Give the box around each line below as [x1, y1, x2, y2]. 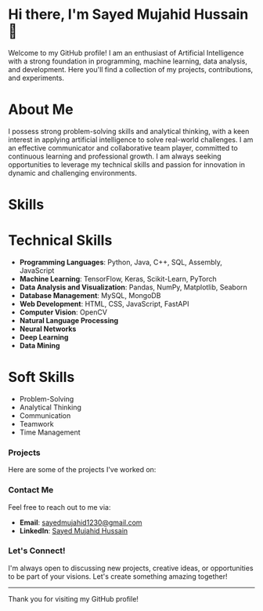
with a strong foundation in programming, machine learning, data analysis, [8, 56, 248, 66]
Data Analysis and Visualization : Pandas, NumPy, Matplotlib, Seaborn [19, 282, 248, 292]
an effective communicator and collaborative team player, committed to [8, 143, 239, 152]
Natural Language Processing [19, 316, 119, 325]
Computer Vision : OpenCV [19, 307, 108, 317]
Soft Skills [8, 369, 75, 386]
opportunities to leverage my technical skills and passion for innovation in [8, 159, 245, 169]
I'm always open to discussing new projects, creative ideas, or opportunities [8, 563, 254, 573]
